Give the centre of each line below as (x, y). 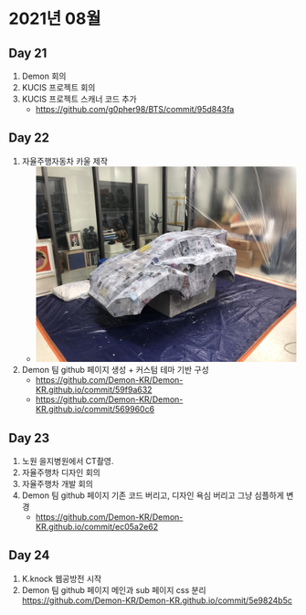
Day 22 (29, 138)
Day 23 (29, 438)
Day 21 (28, 53)
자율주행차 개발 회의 (57, 483)
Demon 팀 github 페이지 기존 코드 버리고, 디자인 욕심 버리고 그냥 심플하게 (153, 495)
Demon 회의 (44, 76)
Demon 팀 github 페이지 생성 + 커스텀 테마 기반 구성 (115, 370)
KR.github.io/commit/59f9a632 (94, 390)
